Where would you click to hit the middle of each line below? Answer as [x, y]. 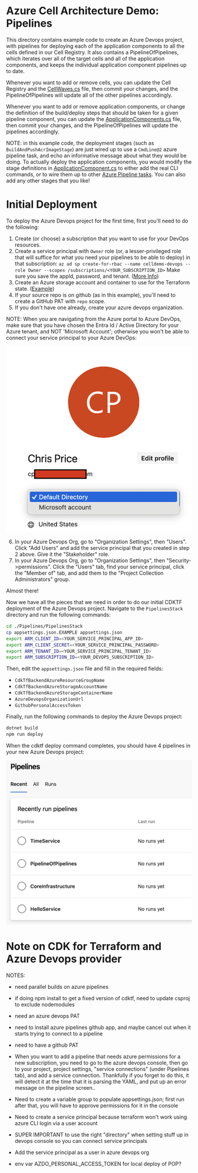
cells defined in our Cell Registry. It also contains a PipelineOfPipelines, [93, 52]
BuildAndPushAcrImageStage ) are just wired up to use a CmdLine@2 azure [92, 149]
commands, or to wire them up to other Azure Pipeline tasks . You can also [96, 174]
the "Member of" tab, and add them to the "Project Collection [89, 573]
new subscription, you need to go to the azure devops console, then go [101, 1063]
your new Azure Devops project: [45, 752]
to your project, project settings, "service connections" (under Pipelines [102, 1069]
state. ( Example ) [34, 289]
